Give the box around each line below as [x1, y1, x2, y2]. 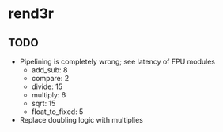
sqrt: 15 [31, 99, 56, 108]
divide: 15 [31, 82, 63, 91]
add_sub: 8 [31, 65, 68, 75]
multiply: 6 [31, 90, 66, 99]
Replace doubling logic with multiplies [19, 115, 144, 124]
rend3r [8, 5, 54, 23]
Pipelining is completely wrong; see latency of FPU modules [19, 57, 216, 66]
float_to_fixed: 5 [31, 107, 84, 116]
